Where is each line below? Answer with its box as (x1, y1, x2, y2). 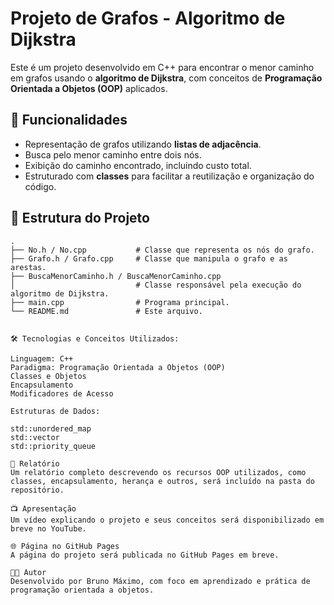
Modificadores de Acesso (10, 388, 114, 399)
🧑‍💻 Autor (10, 567, 47, 577)
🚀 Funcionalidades (10, 112, 128, 129)
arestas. (10, 262, 47, 272)
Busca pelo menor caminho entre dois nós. (24, 148, 202, 161)
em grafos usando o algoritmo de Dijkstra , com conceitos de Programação (10, 72, 323, 84)
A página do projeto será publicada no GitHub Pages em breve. (10, 550, 280, 560)
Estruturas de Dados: (10, 406, 101, 416)
